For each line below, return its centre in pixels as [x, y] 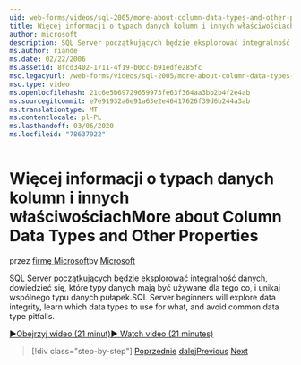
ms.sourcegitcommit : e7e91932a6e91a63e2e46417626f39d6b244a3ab [130, 101]
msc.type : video [39, 84]
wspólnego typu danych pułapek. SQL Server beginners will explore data [142, 297]
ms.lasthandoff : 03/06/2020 [62, 126]
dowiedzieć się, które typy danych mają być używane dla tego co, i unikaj [145, 287]
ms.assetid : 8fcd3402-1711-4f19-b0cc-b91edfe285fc [106, 68]
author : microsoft [43, 34]
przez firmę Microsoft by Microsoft [73, 260]
